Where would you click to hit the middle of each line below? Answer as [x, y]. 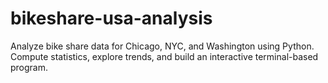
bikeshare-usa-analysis [111, 18]
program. [29, 67]
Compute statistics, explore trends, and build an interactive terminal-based [164, 56]
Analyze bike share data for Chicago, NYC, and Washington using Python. [162, 46]
